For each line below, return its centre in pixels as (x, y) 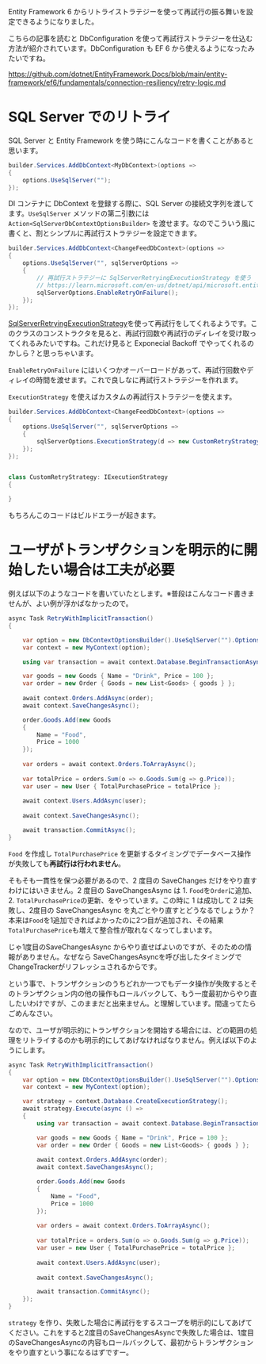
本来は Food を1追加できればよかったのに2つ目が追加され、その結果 (116, 920)
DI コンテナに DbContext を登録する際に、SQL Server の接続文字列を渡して (131, 204)
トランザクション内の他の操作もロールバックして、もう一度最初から (125, 993)
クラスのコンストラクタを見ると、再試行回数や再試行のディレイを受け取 (132, 333)
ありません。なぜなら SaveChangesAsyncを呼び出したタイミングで (132, 956)
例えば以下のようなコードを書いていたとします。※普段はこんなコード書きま (131, 594)
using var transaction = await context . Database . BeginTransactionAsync (143, 662)
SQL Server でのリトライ (90, 117)
